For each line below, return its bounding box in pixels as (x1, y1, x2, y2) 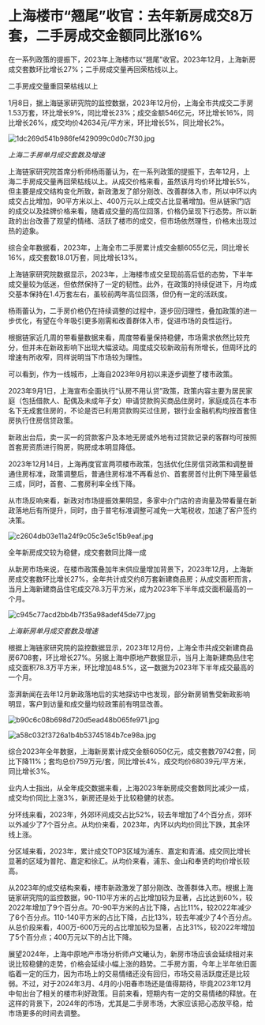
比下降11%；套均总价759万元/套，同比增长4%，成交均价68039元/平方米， (8, 756, 251, 766)
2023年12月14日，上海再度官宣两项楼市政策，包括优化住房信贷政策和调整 (8, 459, 247, 469)
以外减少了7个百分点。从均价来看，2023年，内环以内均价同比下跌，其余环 (8, 820, 251, 829)
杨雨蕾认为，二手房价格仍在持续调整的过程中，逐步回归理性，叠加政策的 (8, 306, 243, 315)
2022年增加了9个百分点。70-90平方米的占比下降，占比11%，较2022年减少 (8, 903, 252, 912)
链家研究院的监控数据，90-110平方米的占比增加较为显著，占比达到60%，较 (8, 892, 253, 902)
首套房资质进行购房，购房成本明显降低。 (8, 442, 140, 451)
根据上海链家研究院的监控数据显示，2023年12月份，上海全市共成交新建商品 (8, 643, 254, 652)
